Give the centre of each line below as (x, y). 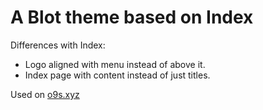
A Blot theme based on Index (132, 17)
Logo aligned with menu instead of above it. (115, 64)
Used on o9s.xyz (45, 94)
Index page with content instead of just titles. (117, 75)
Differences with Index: (58, 45)
